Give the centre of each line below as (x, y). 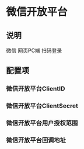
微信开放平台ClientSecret (42, 106)
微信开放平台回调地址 (36, 140)
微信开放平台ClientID (36, 89)
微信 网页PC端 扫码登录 (34, 51)
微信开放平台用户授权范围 (42, 123)
